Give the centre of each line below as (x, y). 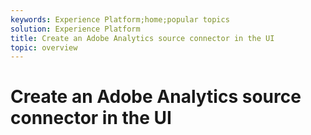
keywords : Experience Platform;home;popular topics (120, 19)
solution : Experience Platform (75, 29)
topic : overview (44, 47)
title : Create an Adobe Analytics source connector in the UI (142, 38)
